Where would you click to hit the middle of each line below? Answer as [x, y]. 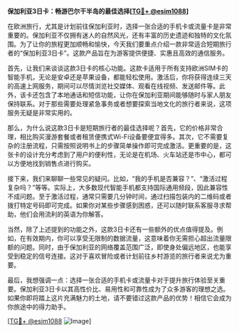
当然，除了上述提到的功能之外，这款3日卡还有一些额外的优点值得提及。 [112, 229]
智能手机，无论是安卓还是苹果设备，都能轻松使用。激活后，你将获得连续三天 [119, 77]
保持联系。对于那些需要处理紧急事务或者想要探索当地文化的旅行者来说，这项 [119, 104]
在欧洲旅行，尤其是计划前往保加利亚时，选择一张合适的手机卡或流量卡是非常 [119, 26]
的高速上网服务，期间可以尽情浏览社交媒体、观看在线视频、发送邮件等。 [113, 86]
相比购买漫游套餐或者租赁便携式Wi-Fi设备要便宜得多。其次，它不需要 [121, 137]
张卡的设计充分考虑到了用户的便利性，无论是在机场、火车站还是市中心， [113, 155]
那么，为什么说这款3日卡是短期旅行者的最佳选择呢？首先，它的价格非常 [112, 128]
